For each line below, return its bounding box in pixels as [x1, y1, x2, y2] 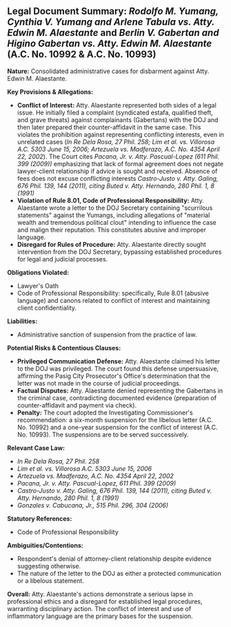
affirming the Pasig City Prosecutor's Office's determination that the [17, 372, 210, 380]
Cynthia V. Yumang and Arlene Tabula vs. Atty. [7, 17, 215, 28]
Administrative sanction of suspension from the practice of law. [17, 330, 197, 339]
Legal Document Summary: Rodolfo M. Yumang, [7, 6, 219, 17]
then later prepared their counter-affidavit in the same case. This [17, 123, 201, 131]
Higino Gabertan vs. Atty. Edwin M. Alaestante [7, 38, 212, 50]
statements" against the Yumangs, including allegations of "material [17, 210, 210, 219]
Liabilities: [7, 317, 38, 325]
